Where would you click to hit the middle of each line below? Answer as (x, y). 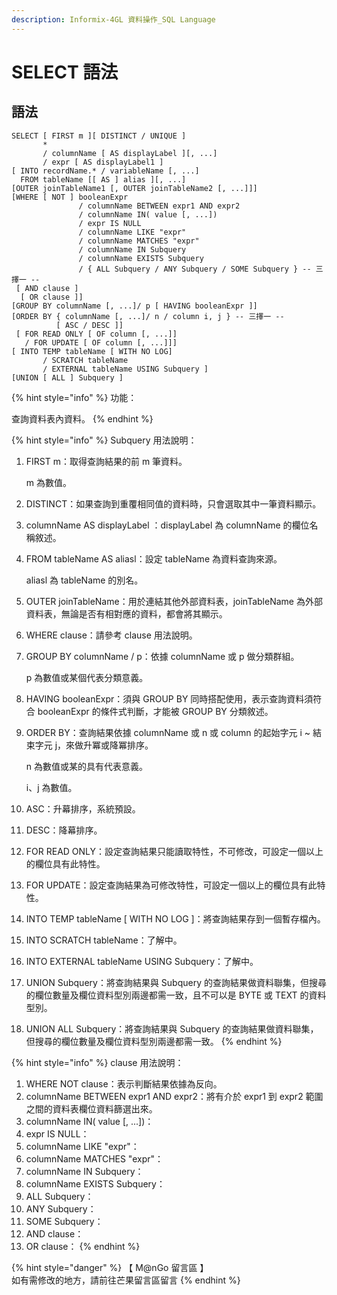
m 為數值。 (48, 482)
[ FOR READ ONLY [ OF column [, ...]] (96, 334)
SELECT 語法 (65, 72)
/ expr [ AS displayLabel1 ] (103, 162)
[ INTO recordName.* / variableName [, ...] (105, 171)
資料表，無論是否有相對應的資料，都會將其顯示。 (126, 613)
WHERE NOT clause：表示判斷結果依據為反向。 (124, 1083)
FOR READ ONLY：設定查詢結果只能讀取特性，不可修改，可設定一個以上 (174, 851)
